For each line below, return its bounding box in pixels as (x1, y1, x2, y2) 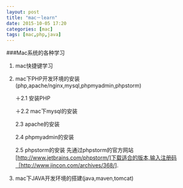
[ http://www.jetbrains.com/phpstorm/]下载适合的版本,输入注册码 (15, 154, 177, 162)
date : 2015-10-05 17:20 (6, 20, 67, 26)
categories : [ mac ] (6, 26, 53, 32)
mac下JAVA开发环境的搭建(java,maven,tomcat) (15, 175, 134, 182)
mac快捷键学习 (15, 62, 53, 70)
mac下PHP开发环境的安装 (15, 75, 81, 82)
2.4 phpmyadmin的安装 (15, 134, 74, 141)
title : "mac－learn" (6, 15, 58, 21)
